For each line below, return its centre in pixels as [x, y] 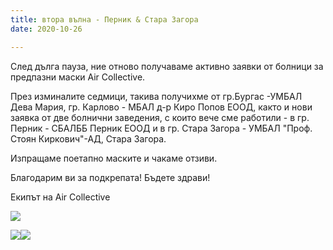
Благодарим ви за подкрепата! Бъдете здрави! [110, 177]
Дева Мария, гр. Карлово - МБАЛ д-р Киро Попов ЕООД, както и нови [161, 107]
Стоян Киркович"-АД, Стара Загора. [88, 138]
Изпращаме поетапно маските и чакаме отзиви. [114, 158]
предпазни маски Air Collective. [78, 77]
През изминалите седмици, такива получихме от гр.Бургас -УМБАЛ [156, 96]
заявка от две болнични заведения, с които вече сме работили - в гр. [160, 117]
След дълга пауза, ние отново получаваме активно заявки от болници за [167, 66]
